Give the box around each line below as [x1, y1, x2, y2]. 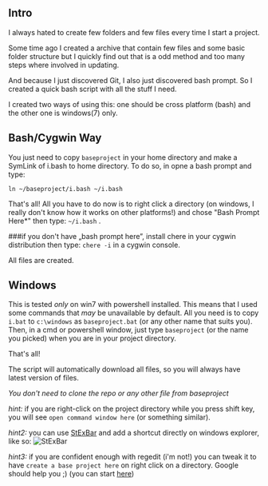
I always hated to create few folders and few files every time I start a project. [8, 27, 261, 37]
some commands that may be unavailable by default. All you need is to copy [8, 308, 259, 318]
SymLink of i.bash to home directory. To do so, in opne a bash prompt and [8, 161, 252, 170]
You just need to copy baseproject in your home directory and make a [8, 152, 238, 162]
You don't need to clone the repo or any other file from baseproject [8, 388, 229, 398]
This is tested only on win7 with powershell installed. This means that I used [8, 300, 258, 309]
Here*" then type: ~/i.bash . [8, 216, 101, 225]
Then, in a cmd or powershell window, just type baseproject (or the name [8, 325, 249, 335]
